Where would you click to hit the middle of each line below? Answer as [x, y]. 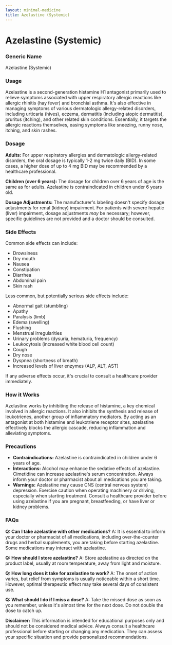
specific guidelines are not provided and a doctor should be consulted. [80, 219]
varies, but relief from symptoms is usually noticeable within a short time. [83, 579]
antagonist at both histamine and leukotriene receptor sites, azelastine [80, 422]
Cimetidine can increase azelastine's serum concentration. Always [83, 474]
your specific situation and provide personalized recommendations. [77, 637]
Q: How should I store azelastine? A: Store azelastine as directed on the [82, 558]
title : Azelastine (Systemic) [38, 15]
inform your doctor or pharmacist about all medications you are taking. [88, 479]
